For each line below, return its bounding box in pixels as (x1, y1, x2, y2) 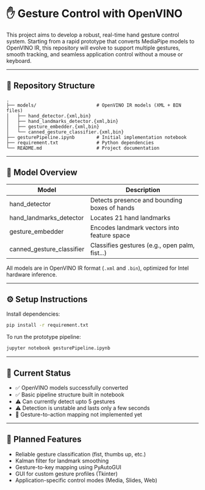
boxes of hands (90, 203, 135, 212)
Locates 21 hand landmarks (90, 213, 171, 222)
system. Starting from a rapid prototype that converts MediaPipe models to (6, 37, 195, 45)
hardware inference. (6, 270, 57, 278)
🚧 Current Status (6, 368, 71, 378)
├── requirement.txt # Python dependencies (6, 139, 154, 146)
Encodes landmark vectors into (90, 223, 179, 232)
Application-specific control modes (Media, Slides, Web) (15, 477, 157, 484)
